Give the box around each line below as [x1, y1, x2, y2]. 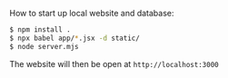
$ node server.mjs [9, 42, 79, 51]
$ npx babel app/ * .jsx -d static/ [9, 34, 141, 43]
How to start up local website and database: [9, 8, 174, 18]
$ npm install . [9, 25, 71, 34]
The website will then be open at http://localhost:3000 [9, 58, 220, 69]
